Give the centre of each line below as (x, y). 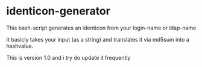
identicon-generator (58, 11)
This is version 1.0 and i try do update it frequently (68, 57)
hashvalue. (20, 46)
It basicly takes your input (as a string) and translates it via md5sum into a (98, 39)
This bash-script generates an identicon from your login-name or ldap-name (101, 28)
